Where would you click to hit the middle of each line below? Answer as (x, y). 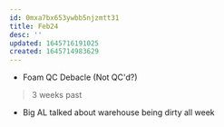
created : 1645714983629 (54, 52)
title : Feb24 (34, 26)
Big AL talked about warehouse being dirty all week (118, 112)
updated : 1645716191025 (54, 43)
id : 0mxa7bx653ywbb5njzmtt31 (64, 18)
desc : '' (26, 34)
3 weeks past (57, 95)
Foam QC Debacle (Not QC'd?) (80, 77)
